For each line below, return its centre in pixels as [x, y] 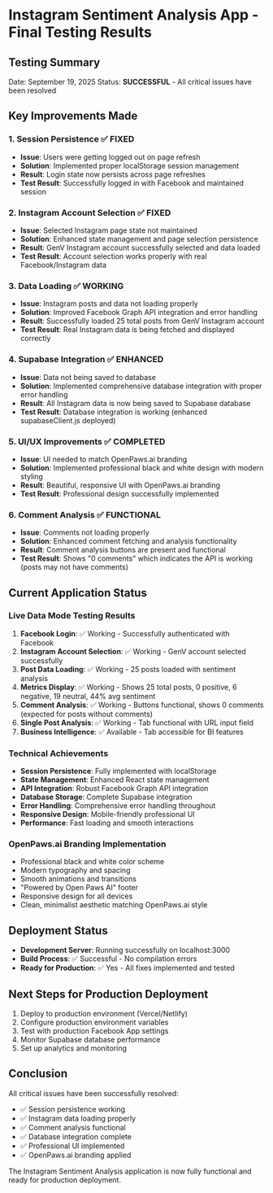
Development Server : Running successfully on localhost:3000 [125, 950]
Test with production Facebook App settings [94, 1031]
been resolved [32, 90]
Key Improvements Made [73, 116]
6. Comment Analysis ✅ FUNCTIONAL [84, 514]
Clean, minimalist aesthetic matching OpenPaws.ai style [114, 905]
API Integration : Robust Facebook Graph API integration [114, 789]
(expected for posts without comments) [86, 714]
